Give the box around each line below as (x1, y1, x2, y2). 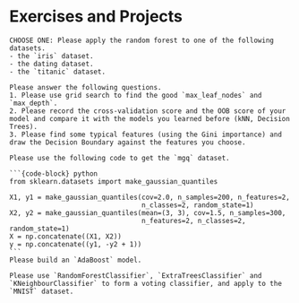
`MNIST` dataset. (9, 287, 74, 296)
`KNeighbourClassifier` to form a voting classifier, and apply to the (9, 279, 282, 288)
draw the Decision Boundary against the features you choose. (9, 137, 246, 147)
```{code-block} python (9, 169, 98, 178)
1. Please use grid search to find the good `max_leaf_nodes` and (9, 91, 262, 100)
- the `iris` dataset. (9, 51, 94, 60)
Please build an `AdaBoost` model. (9, 255, 142, 264)
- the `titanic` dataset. (9, 67, 106, 76)
